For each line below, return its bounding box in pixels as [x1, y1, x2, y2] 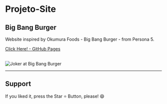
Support [5, 80, 31, 88]
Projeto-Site [5, 3, 56, 15]
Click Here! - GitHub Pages [5, 46, 61, 52]
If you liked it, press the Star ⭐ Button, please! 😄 [5, 93, 105, 99]
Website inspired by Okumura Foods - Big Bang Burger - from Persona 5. [5, 36, 155, 42]
